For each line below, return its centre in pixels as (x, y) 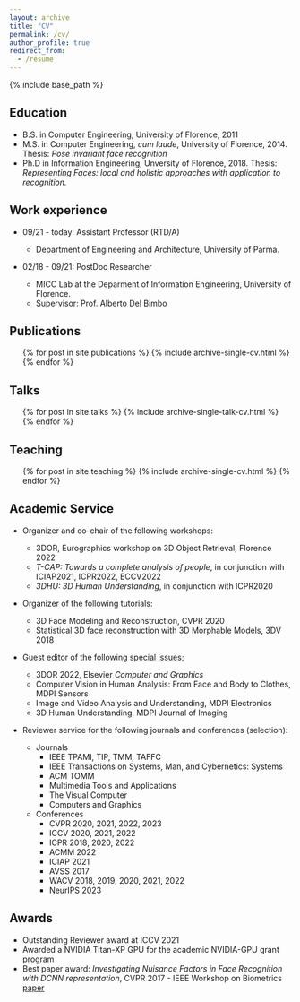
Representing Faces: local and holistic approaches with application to (151, 172)
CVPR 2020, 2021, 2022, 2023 (106, 823)
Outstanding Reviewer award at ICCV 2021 (101, 940)
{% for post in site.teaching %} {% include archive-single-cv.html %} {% (156, 471)
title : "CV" (31, 26)
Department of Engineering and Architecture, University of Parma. (158, 249)
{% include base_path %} (56, 85)
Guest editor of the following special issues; (103, 657)
